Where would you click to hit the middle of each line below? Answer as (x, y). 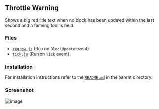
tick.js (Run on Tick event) (41, 54)
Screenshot (19, 90)
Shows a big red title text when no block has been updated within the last (80, 20)
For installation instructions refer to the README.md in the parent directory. (79, 77)
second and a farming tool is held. (40, 25)
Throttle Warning (32, 8)
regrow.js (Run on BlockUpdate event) (51, 49)
